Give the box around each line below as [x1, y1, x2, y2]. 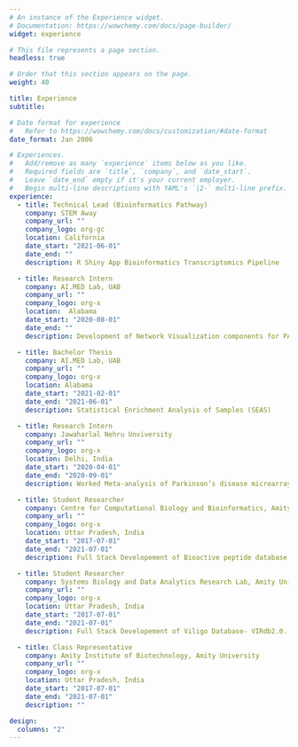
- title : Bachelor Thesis [17, 348, 114, 357]
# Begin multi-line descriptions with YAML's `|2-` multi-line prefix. [9, 184, 288, 193]
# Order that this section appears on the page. [9, 70, 192, 79]
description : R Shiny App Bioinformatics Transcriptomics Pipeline [25, 258, 279, 267]
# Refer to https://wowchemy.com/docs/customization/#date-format [9, 126, 268, 136]
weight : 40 [9, 78, 50, 87]
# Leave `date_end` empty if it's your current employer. [9, 176, 237, 185]
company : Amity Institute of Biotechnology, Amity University [25, 651, 260, 660]
